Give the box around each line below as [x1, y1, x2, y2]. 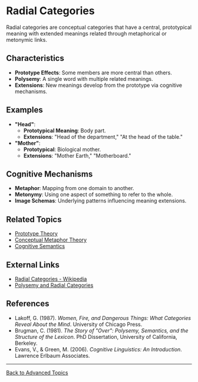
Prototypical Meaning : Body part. [23, 127, 106, 134]
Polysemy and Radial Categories [14, 282, 94, 289]
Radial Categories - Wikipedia [14, 276, 87, 282]
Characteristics [6, 53, 65, 63]
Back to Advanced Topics [6, 369, 69, 376]
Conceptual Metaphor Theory [14, 236, 87, 243]
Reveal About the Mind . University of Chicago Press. [14, 321, 143, 328]
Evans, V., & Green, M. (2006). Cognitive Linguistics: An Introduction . [14, 345, 183, 352]
